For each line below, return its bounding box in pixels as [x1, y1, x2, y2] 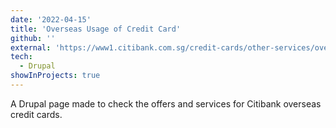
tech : [10, 52, 33, 62]
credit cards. [10, 108, 63, 120]
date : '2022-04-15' [10, 14, 92, 25]
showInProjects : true [10, 71, 101, 81]
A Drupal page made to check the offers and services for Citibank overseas [10, 97, 322, 110]
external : [10, 42, 52, 53]
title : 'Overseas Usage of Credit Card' [10, 24, 182, 34]
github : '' [10, 33, 56, 43]
